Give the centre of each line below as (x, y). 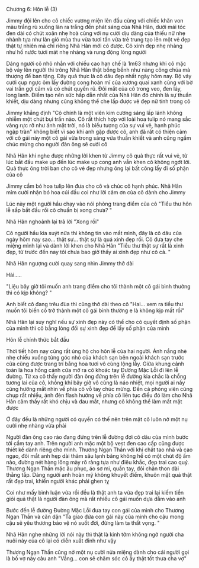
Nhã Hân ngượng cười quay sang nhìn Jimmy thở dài (70, 263)
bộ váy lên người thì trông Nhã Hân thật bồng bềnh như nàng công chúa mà (98, 70)
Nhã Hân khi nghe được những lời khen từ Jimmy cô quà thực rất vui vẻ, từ (97, 156)
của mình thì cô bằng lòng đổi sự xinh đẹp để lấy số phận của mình (88, 328)
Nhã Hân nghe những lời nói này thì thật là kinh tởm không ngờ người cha (95, 534)
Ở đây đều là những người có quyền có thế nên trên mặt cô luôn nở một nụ (97, 419)
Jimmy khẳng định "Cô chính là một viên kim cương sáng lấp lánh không (94, 113)
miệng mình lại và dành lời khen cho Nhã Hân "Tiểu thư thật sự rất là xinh (95, 246)
